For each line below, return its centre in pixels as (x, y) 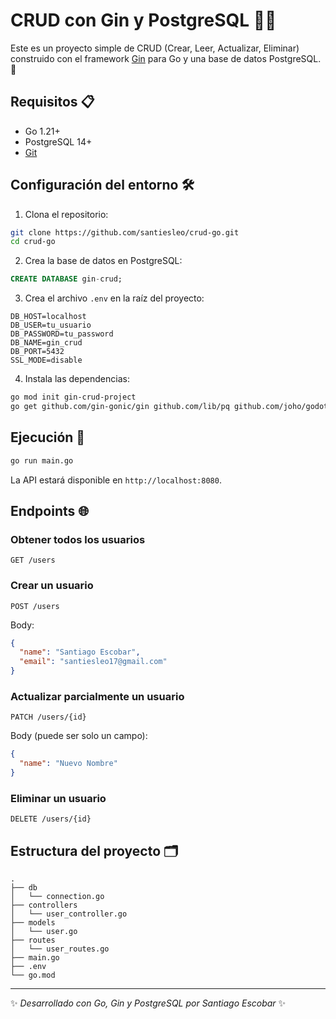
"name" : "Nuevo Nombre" (68, 764)
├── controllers (44, 905)
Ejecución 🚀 (48, 437)
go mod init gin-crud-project (73, 397)
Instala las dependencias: (77, 379)
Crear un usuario (52, 586)
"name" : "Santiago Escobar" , (80, 652)
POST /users (35, 606)
